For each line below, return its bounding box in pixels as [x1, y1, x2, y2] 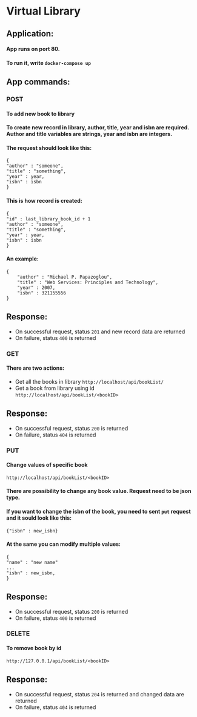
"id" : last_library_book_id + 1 [6, 216, 91, 222]
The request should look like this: [6, 144, 92, 151]
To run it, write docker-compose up [6, 59, 91, 66]
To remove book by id [6, 645, 62, 652]
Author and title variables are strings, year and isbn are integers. [6, 131, 173, 138]
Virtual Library [6, 4, 81, 18]
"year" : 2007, [17, 284, 56, 291]
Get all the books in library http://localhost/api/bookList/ [15, 378, 164, 385]
